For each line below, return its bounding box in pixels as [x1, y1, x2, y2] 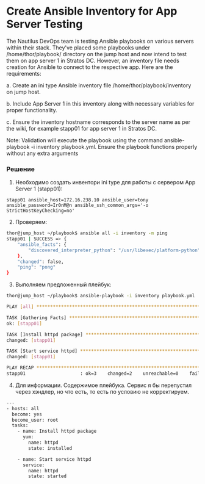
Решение [6, 165, 35, 173]
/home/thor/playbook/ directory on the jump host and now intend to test [6, 50, 187, 57]
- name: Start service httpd [17, 456, 92, 462]
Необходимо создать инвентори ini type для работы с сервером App [15, 179, 196, 186]
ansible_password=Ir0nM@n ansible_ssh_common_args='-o [6, 203, 149, 209]
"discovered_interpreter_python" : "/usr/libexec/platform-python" [28, 247, 201, 253]
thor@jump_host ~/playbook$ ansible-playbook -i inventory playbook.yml [6, 293, 195, 299]
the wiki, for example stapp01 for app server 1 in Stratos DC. [6, 125, 157, 132]
